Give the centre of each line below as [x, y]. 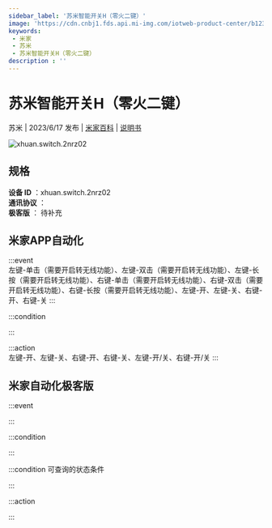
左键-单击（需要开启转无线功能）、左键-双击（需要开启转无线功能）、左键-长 [134, 270]
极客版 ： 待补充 [35, 212]
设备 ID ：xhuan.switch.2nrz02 [59, 192]
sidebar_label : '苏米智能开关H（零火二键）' [77, 16]
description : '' [38, 62]
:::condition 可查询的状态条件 [57, 470]
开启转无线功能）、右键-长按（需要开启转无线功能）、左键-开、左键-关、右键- [136, 290]
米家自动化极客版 [51, 385]
